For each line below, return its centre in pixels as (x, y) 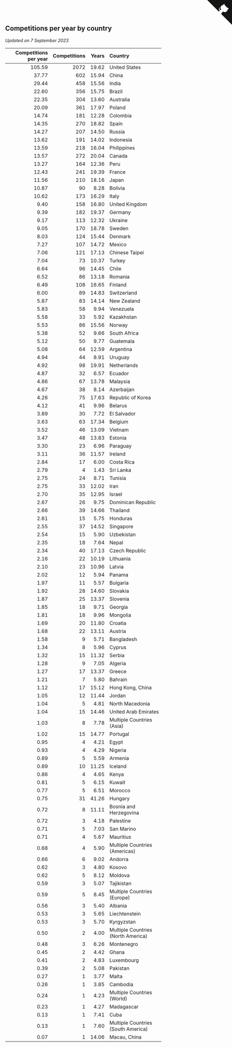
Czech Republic (128, 550)
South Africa (124, 333)
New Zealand (125, 301)
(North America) (128, 936)
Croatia (118, 623)
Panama (119, 575)
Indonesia (121, 140)
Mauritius (120, 837)
